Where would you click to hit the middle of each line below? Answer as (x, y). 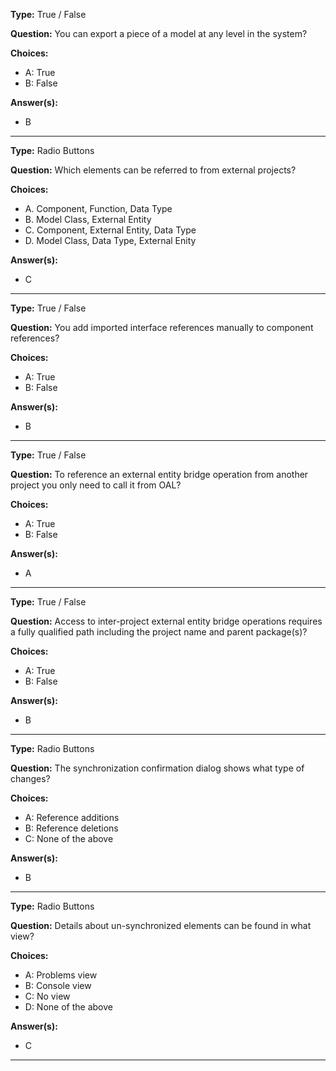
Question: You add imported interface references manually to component (162, 327)
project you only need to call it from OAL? (96, 485)
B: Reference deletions (71, 828)
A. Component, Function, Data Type (98, 208)
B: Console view (58, 985)
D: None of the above (68, 1007)
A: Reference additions (72, 817)
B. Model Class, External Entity (88, 219)
